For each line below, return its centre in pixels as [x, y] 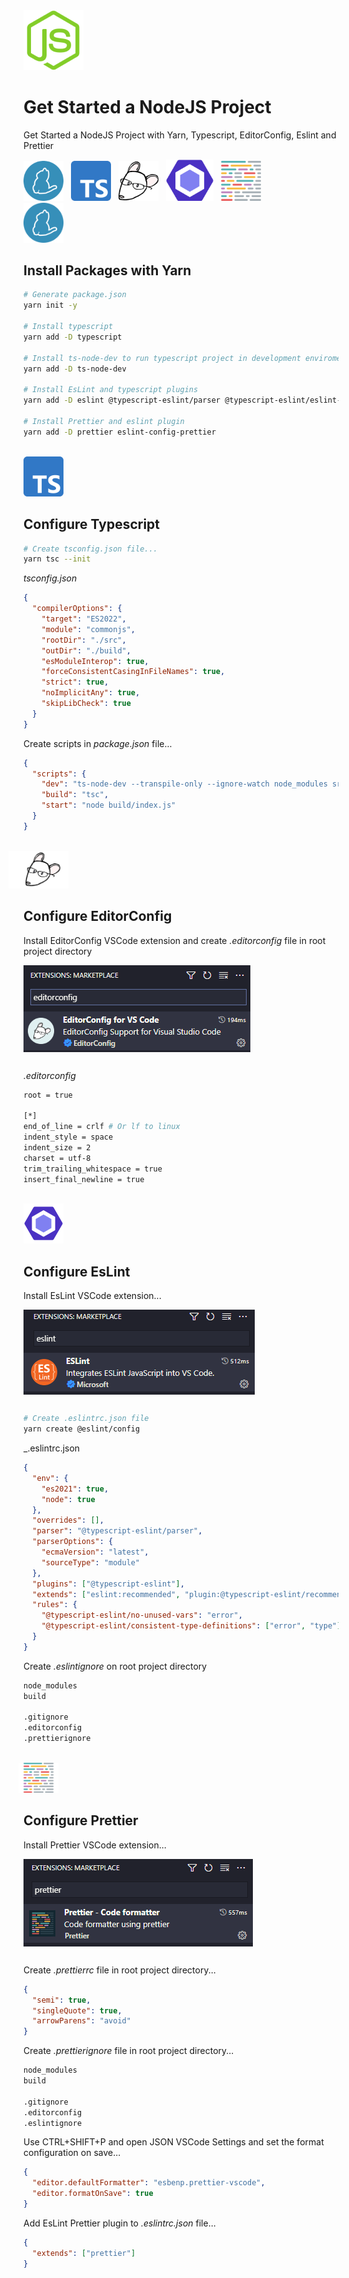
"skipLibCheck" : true [86, 704]
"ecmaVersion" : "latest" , [95, 1552]
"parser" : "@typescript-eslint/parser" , [117, 1531]
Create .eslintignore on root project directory [115, 1666]
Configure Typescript [92, 524]
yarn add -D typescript [73, 337]
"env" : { [50, 1478]
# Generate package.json [75, 295]
